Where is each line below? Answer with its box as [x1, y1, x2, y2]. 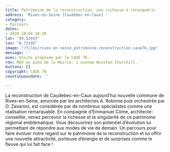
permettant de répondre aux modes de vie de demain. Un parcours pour [5, 124, 157, 131]
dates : [5, 27, 19, 32]
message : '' [5, 50, 31, 55]
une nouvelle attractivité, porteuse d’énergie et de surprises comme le [5, 136, 153, 142]
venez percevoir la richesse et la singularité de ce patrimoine [27, 114, 156, 120]
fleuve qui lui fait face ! [5, 141, 53, 147]
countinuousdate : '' [5, 74, 49, 79]
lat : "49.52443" [5, 36, 40, 41]
